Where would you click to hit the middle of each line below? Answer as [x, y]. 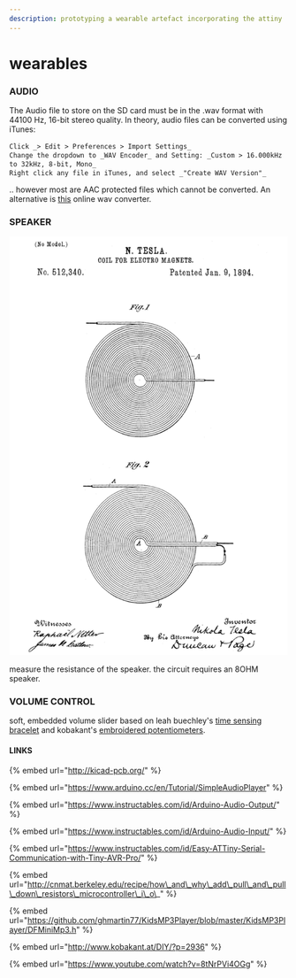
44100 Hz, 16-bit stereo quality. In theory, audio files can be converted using [148, 120]
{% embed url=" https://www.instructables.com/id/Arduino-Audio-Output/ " [144, 805]
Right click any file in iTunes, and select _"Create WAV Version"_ [138, 173]
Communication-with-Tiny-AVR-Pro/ [75, 858]
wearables [49, 63]
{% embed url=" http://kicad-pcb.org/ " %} [85, 770]
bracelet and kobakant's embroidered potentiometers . [107, 730]
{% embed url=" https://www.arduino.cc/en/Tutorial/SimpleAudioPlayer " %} [146, 787]
